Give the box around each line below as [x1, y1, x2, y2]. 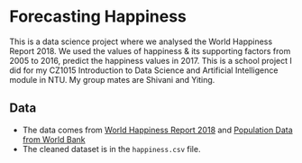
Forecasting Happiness [9, 6, 188, 27]
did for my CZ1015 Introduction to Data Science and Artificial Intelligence [9, 65, 279, 76]
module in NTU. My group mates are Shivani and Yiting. [9, 74, 215, 85]
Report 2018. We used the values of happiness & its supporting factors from [9, 45, 291, 56]
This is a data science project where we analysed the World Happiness [9, 36, 273, 47]
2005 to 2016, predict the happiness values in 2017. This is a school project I [9, 55, 293, 66]
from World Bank [22, 133, 86, 145]
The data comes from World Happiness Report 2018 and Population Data [22, 124, 293, 135]
